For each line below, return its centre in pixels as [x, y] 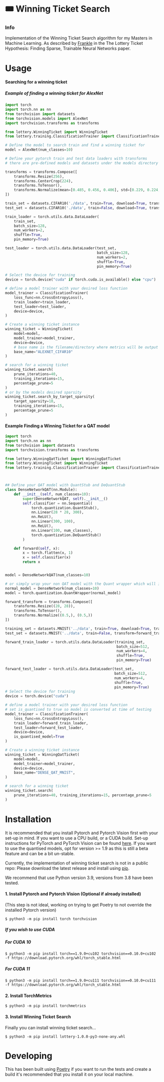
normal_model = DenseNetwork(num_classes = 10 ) [52, 588]
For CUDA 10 [18, 942]
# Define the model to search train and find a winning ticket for [75, 145]
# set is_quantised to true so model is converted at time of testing [78, 710]
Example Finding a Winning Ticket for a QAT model [57, 426]
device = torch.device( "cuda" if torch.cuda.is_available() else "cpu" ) [81, 280]
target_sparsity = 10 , [35, 401]
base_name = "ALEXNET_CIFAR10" [43, 352]
